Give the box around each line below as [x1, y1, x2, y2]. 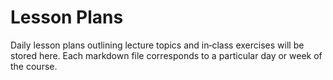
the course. [10, 60, 58, 72]
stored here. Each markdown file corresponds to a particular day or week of [10, 49, 323, 61]
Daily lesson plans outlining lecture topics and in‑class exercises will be [10, 39, 305, 51]
